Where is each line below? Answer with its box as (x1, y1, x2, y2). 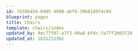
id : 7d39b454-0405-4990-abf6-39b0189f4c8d (6, 8, 112, 15)
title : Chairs (6, 19, 41, 25)
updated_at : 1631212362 (6, 36, 65, 42)
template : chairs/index (6, 25, 65, 31)
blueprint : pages (6, 14, 49, 20)
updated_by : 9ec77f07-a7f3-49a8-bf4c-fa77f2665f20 (6, 30, 133, 36)
